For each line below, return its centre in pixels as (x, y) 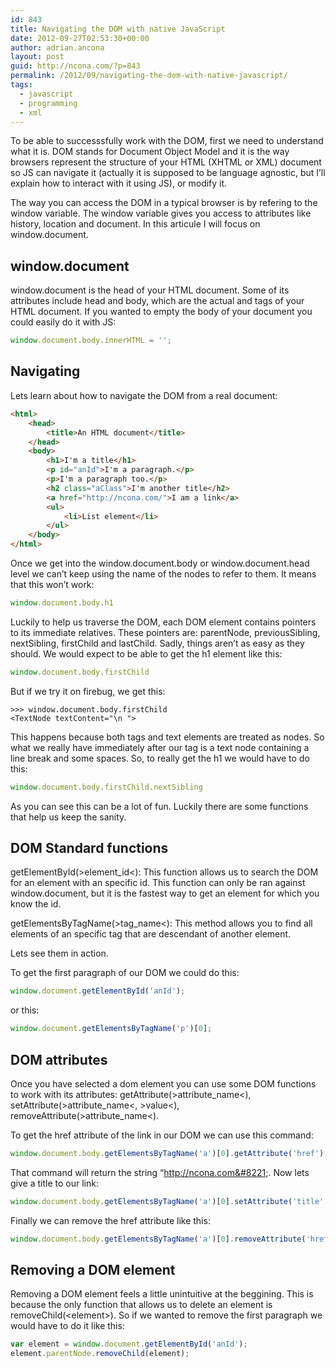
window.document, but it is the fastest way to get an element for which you (165, 893)
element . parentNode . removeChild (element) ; (100, 1354)
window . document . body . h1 (62, 603)
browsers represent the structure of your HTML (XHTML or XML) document (166, 162)
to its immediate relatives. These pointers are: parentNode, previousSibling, (165, 632)
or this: (25, 1010)
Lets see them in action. (59, 953)
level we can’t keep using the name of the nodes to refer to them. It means (163, 574)
